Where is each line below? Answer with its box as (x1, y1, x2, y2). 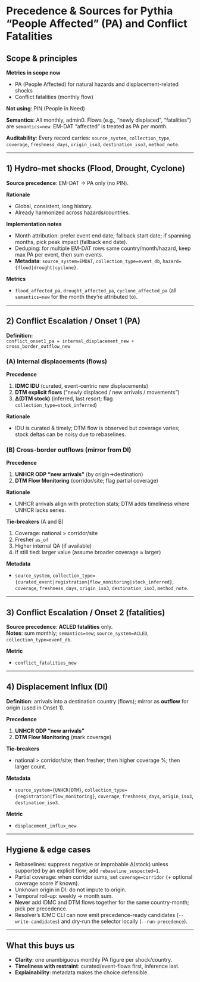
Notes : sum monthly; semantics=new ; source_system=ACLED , (6, 629, 149, 637)
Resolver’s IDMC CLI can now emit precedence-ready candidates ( (14, 911, 179, 918)
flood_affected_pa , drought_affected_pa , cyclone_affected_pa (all (14, 286, 177, 294)
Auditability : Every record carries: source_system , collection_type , (6, 134, 171, 141)
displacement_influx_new (14, 823, 77, 829)
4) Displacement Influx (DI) (6, 682, 108, 692)
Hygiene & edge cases (6, 845, 91, 855)
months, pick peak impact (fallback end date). (14, 238, 128, 245)
